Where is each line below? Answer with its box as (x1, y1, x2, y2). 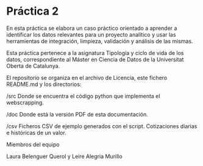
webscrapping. (6, 99, 44, 106)
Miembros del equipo (6, 140, 60, 148)
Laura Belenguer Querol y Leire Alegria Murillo (6, 153, 123, 160)
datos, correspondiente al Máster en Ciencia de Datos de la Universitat (6, 56, 184, 63)
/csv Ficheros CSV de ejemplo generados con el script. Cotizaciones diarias (6, 122, 198, 129)
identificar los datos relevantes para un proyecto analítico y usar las (6, 31, 176, 38)
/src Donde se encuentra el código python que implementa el (6, 92, 160, 99)
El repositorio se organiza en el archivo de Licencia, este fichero (6, 74, 168, 81)
